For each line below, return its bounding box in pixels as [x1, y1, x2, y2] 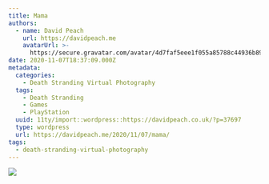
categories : [15, 71, 56, 79]
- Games [22, 101, 48, 109]
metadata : [8, 64, 42, 72]
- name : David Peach [15, 26, 84, 34]
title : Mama [8, 11, 48, 20]
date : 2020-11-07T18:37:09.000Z [8, 57, 116, 65]
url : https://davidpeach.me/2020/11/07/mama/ [15, 130, 171, 138]
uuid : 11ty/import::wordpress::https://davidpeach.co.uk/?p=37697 [15, 116, 242, 124]
